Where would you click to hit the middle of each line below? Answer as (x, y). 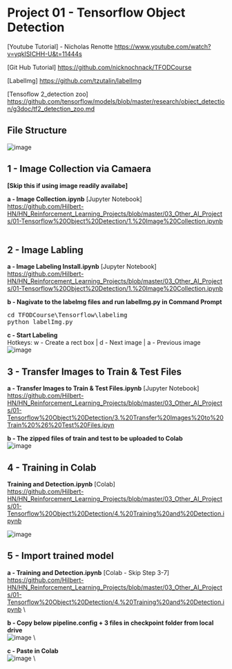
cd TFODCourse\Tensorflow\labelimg (67, 315)
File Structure (37, 130)
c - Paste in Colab (33, 650)
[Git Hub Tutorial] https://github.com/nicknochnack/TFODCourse (99, 67)
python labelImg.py (40, 322)
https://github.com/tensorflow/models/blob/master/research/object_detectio (116, 101)
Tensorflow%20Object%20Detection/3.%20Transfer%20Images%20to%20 (116, 418)
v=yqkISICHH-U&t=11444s (45, 54)
